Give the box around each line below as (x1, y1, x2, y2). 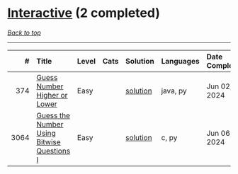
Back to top (7, 28, 41, 37)
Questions (36, 146, 71, 156)
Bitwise (36, 137, 62, 146)
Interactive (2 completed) (7, 5, 161, 21)
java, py (161, 86, 188, 95)
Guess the (36, 110, 71, 120)
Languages (161, 56, 200, 66)
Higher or (36, 90, 68, 100)
